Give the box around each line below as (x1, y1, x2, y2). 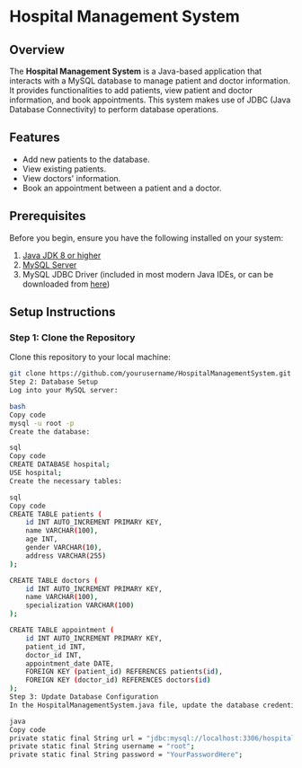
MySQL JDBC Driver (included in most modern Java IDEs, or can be (22, 269, 274, 279)
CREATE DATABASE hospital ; (9, 460, 111, 469)
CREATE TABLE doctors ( (9, 576, 99, 585)
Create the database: (9, 427, 91, 437)
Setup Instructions (9, 305, 116, 320)
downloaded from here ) (22, 278, 111, 289)
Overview (9, 42, 66, 57)
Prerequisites (9, 208, 86, 224)
